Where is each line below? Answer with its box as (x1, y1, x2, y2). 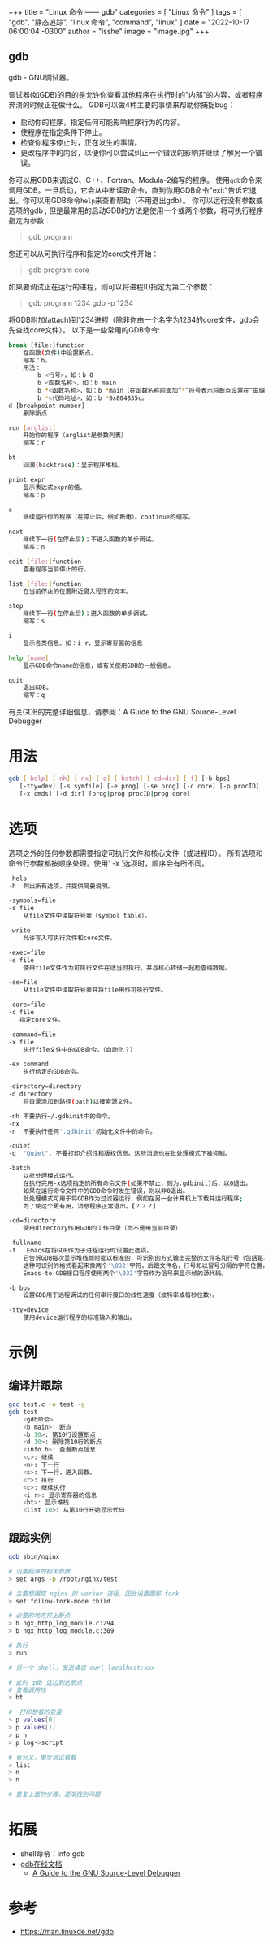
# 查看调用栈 (8, 1686, 46, 1694)
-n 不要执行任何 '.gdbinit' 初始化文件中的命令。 (8, 1127, 157, 1135)
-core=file (8, 1000, 45, 1009)
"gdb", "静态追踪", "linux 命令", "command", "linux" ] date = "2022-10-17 (8, 17, 250, 27)
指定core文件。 (19, 1015, 65, 1024)
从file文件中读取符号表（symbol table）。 (23, 912, 151, 920)
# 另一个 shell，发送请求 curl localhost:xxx (8, 1664, 156, 1672)
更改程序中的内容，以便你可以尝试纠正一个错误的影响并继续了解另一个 (19, 147, 256, 157)
